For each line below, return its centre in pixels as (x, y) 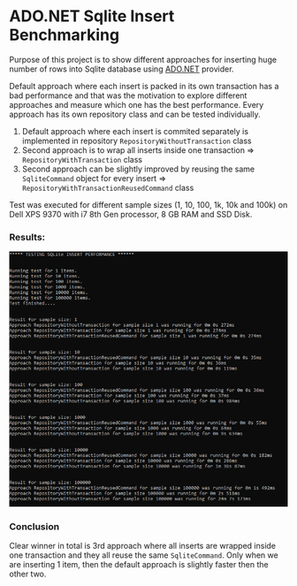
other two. (28, 574)
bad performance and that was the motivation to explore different (128, 95)
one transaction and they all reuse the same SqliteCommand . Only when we (144, 555)
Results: (27, 237)
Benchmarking (65, 35)
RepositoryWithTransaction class (82, 159)
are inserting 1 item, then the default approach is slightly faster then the (139, 565)
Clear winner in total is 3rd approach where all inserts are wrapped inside (143, 546)
